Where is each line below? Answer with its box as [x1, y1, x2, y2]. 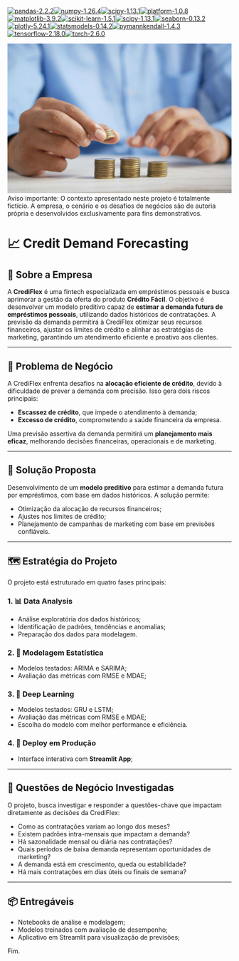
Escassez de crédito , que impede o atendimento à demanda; [17, 408, 198, 416]
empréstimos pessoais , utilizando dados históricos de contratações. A [7, 310, 216, 319]
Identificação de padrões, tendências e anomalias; [17, 622, 166, 631]
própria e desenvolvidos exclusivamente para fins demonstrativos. [7, 209, 203, 218]
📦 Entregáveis [7, 896, 75, 908]
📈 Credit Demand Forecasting [7, 236, 189, 252]
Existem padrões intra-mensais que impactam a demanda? [17, 829, 191, 838]
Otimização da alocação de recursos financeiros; [17, 504, 162, 513]
